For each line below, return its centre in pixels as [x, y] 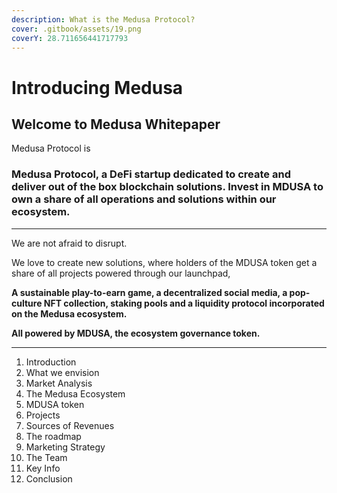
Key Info [43, 468]
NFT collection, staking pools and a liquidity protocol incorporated [184, 303]
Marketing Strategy [65, 447]
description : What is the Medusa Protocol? [103, 19]
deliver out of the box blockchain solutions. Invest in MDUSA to [167, 187]
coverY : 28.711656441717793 [70, 38]
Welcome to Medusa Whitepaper [116, 124]
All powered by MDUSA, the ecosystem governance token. [136, 333]
